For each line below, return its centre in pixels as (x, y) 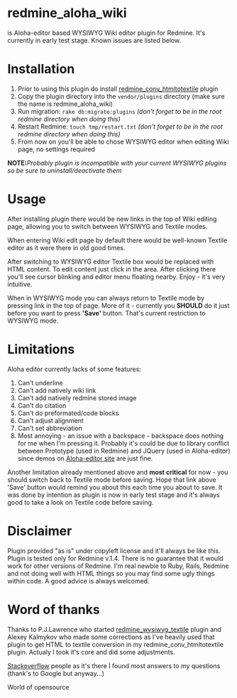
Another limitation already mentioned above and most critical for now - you (118, 472)
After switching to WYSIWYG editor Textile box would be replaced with (111, 262)
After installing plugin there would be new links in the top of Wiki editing (112, 219)
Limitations (41, 349)
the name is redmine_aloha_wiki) (65, 104)
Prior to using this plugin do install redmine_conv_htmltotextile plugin (118, 88)
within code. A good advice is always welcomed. (79, 581)
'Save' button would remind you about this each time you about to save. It (115, 487)
